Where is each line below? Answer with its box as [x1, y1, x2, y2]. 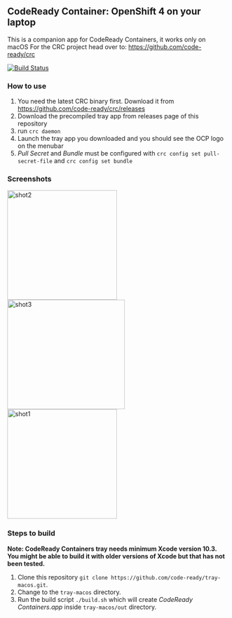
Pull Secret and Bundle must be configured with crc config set [17, 149, 201, 158]
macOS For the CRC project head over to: [7, 42, 128, 51]
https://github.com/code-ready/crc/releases [17, 104, 146, 113]
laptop [7, 17, 36, 29]
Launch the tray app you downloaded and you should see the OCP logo [17, 135, 224, 143]
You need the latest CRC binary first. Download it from [17, 97, 175, 106]
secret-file [17, 158, 53, 165]
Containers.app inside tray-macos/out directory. [17, 603, 156, 611]
